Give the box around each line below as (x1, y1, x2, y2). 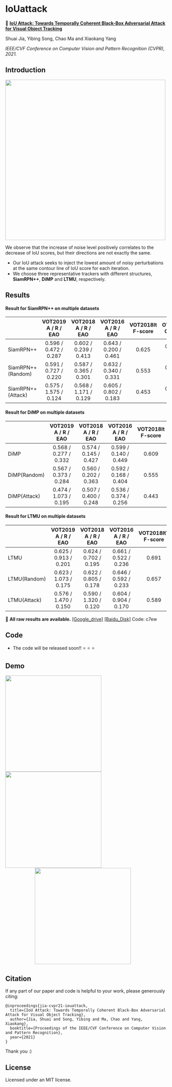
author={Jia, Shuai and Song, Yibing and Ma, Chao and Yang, (10, 1017, 143, 1022)
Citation (5, 974, 32, 983)
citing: (5, 994, 19, 1000)
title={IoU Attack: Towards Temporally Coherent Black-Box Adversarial (10, 1008, 166, 1013)
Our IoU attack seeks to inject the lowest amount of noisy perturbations (12, 260, 164, 266)
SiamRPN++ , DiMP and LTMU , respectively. (12, 276, 106, 282)
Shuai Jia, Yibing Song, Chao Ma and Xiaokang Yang (5, 35, 116, 42)
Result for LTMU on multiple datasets (5, 513, 86, 519)
